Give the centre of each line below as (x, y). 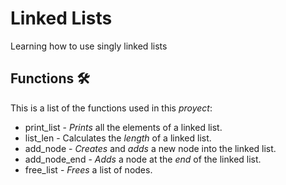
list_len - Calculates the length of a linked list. (118, 138)
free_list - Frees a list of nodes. (88, 169)
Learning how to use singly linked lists (89, 46)
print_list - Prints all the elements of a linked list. (123, 127)
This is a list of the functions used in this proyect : (111, 108)
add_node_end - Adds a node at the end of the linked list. (143, 159)
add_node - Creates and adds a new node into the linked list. (150, 148)
